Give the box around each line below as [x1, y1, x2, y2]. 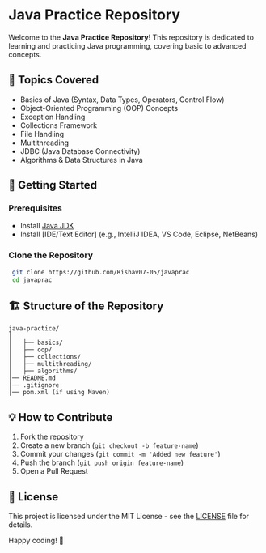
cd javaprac [11, 275, 53, 284]
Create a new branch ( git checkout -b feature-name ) [19, 440, 199, 450]
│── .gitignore [8, 381, 60, 389]
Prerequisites [8, 202, 62, 214]
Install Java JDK [19, 221, 74, 231]
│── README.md [8, 374, 57, 382]
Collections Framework [19, 120, 98, 130]
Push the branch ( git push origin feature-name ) [19, 457, 184, 467]
